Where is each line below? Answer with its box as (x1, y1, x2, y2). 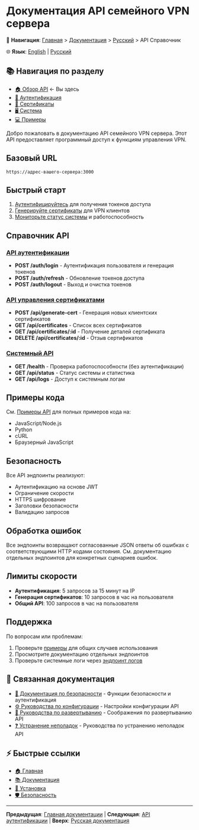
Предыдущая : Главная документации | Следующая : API (6, 811, 150, 818)
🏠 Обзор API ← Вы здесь (14, 85, 79, 93)
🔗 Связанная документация (6, 674, 115, 684)
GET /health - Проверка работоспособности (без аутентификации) (14, 362, 184, 370)
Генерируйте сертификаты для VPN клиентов (14, 207, 130, 214)
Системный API (6, 349, 54, 358)
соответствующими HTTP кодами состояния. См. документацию (6, 548, 172, 555)
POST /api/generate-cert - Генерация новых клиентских (14, 309, 158, 316)
